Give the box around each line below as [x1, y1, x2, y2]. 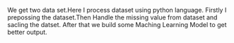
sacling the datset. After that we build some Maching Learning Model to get [7, 21, 227, 28]
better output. [7, 28, 47, 36]
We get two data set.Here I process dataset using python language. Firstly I [7, 6, 227, 14]
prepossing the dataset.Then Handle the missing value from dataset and [7, 13, 218, 21]
